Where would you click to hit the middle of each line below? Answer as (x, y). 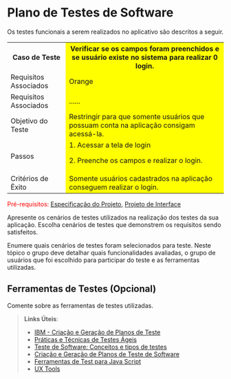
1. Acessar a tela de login (110, 144)
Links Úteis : (41, 318)
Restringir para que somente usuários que (137, 116)
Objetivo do (29, 120)
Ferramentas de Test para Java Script (88, 361)
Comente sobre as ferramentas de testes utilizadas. (80, 305)
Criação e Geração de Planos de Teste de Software (107, 354)
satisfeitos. (23, 232)
